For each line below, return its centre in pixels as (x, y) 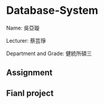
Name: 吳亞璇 (23, 28)
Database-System (52, 11)
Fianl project (30, 93)
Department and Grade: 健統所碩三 (49, 53)
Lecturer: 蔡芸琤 (26, 40)
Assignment (29, 73)
